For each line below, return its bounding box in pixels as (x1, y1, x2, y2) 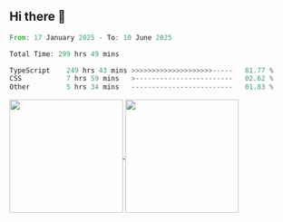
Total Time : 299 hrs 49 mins (9, 49, 120, 59)
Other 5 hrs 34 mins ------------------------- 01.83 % (9, 82, 274, 92)
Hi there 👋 (9, 9, 66, 24)
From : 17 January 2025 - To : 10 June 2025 (9, 33, 172, 42)
